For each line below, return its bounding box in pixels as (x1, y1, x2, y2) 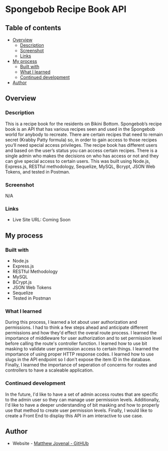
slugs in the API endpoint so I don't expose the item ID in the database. (5, 356, 151, 363)
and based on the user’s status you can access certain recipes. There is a (5, 147, 157, 153)
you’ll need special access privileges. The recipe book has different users (5, 142, 157, 148)
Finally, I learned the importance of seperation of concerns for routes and (5, 362, 157, 368)
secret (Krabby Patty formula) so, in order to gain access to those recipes (5, 137, 157, 143)
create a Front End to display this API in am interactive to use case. (5, 412, 143, 418)
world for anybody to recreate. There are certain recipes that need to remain (5, 131, 163, 137)
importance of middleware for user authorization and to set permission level (5, 335, 162, 341)
